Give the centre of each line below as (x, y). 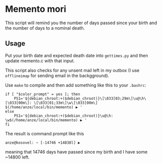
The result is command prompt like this (45, 133)
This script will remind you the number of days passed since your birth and (81, 23)
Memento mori (36, 9)
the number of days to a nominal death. (45, 28)
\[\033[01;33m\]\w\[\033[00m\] (66, 103)
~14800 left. (17, 157)
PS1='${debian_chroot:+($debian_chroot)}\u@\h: (64, 116)
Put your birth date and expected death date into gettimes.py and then (77, 55)
